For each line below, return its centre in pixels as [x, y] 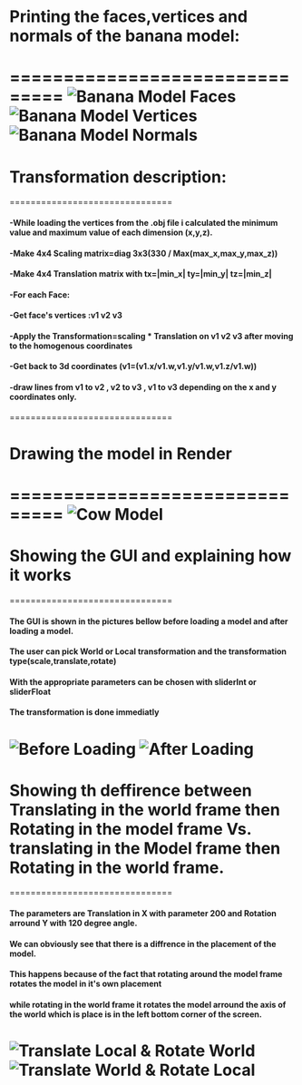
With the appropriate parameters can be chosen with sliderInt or [133, 681]
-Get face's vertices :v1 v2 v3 [66, 316]
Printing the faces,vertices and [128, 17]
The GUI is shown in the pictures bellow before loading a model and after [149, 621]
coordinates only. [43, 397]
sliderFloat [30, 691]
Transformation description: [118, 176]
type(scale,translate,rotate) [63, 661]
